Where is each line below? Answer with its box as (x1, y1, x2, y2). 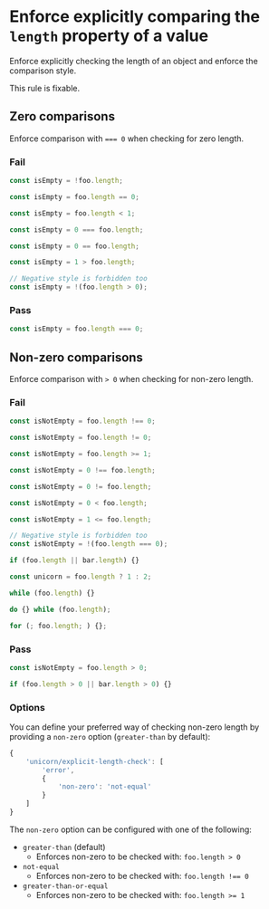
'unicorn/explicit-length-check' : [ (25, 757, 165, 766)
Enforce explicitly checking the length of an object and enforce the (9, 55, 258, 66)
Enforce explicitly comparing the (9, 6, 261, 27)
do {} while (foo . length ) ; (9, 605, 111, 614)
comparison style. (9, 65, 77, 76)
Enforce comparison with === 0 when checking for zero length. (9, 133, 245, 144)
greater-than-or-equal (22, 881, 109, 891)
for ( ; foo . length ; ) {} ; (9, 621, 107, 630)
